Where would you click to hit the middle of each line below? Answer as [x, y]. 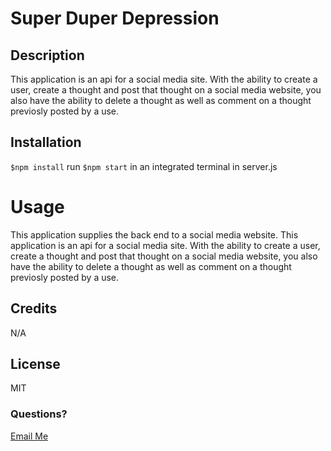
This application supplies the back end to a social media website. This [154, 234]
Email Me [29, 436]
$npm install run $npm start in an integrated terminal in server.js [144, 166]
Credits [34, 308]
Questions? [39, 414]
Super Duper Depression [115, 18]
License [35, 363]
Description [47, 55]
